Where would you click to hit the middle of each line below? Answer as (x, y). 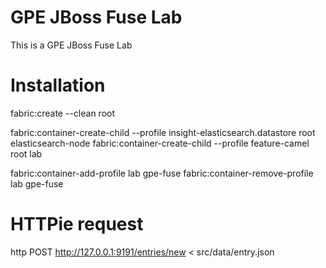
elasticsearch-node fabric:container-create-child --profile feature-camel (160, 143)
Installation (58, 85)
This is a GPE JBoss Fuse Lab (71, 45)
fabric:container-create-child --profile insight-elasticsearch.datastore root (163, 132)
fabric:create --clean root (63, 113)
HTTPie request (77, 224)
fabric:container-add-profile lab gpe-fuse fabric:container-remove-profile (162, 173)
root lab (26, 153)
